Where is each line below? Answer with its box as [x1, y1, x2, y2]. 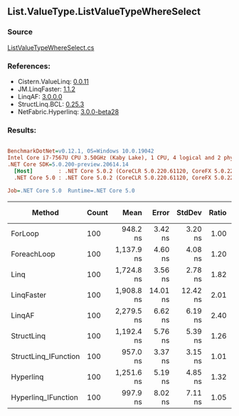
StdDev [176, 207, 203, 217]
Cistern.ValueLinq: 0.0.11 [17, 77, 89, 85]
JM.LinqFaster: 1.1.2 [17, 85, 76, 93]
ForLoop [11, 228, 39, 238]
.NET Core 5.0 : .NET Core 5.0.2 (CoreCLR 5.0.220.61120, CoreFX [14, 174, 212, 181]
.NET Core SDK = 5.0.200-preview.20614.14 [7, 161, 129, 168]
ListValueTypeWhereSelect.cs [7, 43, 95, 52]
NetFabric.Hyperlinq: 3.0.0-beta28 [17, 107, 119, 116]
